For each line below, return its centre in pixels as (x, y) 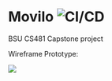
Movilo (31, 17)
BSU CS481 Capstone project (56, 39)
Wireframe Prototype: (43, 53)
